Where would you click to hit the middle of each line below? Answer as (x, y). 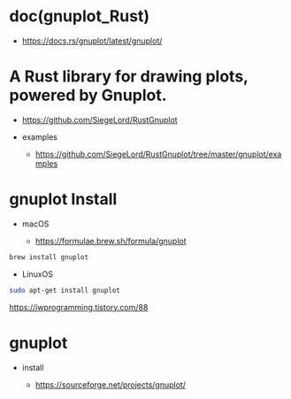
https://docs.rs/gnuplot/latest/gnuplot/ (92, 41)
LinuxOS (37, 274)
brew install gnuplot (49, 257)
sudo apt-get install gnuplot (65, 290)
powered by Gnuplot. (88, 96)
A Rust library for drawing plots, (129, 77)
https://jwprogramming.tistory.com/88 (79, 307)
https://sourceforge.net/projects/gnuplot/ (110, 384)
